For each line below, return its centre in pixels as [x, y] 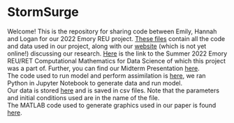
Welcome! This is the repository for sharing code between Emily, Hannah [112, 31]
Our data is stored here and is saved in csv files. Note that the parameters [114, 90]
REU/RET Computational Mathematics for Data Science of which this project [116, 60]
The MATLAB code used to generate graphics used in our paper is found [112, 105]
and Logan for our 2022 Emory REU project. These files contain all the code [116, 38]
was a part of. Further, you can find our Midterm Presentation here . [104, 68]
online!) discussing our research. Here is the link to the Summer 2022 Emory [117, 54]
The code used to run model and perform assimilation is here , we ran [107, 75]
